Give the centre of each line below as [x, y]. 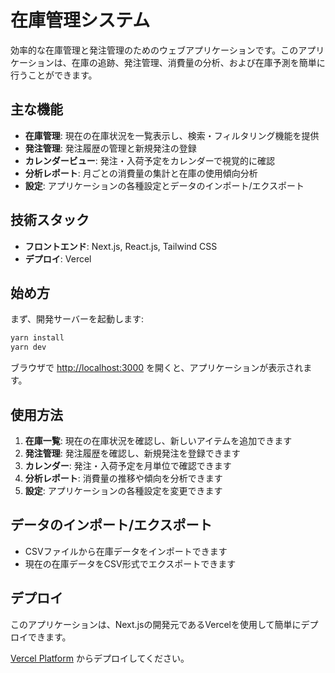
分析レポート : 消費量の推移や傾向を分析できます [123, 478]
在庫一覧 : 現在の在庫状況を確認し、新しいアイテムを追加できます [158, 440]
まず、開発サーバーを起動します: [77, 319]
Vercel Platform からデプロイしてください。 [100, 658]
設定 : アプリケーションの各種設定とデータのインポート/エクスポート [164, 185]
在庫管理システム [80, 20]
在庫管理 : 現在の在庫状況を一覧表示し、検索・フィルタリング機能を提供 [172, 135]
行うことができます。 [54, 75]
